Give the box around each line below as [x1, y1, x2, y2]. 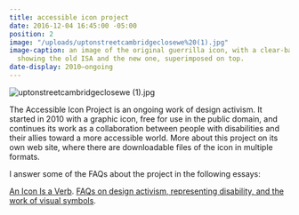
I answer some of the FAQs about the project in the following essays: [9, 168, 261, 179]
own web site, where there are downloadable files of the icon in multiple [9, 141, 273, 152]
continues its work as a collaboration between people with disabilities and [9, 123, 280, 133]
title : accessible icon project [9, 12, 129, 22]
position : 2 [9, 29, 53, 38]
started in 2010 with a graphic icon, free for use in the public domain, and [9, 113, 279, 124]
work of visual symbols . [9, 195, 96, 205]
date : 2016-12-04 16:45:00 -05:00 [9, 21, 138, 30]
